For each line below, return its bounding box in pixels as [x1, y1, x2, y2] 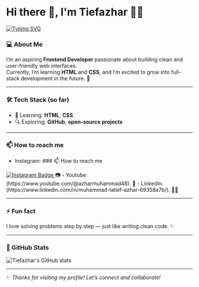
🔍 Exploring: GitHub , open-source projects [14, 118, 123, 125]
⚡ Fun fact [6, 207, 36, 215]
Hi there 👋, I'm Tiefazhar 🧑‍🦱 [6, 5, 144, 19]
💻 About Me [6, 40, 43, 48]
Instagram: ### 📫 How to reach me [14, 157, 102, 164]
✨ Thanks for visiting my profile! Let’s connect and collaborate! [6, 274, 161, 281]
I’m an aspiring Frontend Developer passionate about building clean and [6, 56, 184, 63]
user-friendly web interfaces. [6, 62, 78, 70]
